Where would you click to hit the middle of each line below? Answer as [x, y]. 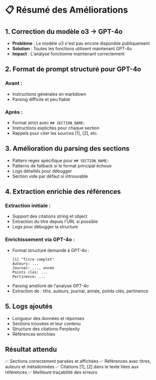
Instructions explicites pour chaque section [56, 128]
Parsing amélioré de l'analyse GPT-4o [51, 285]
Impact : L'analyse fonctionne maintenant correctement [68, 54]
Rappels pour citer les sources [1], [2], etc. [55, 133]
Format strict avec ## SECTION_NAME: [49, 123]
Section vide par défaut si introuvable [50, 176]
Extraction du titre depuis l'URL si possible [55, 222]
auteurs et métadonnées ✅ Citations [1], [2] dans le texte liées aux [72, 367]
